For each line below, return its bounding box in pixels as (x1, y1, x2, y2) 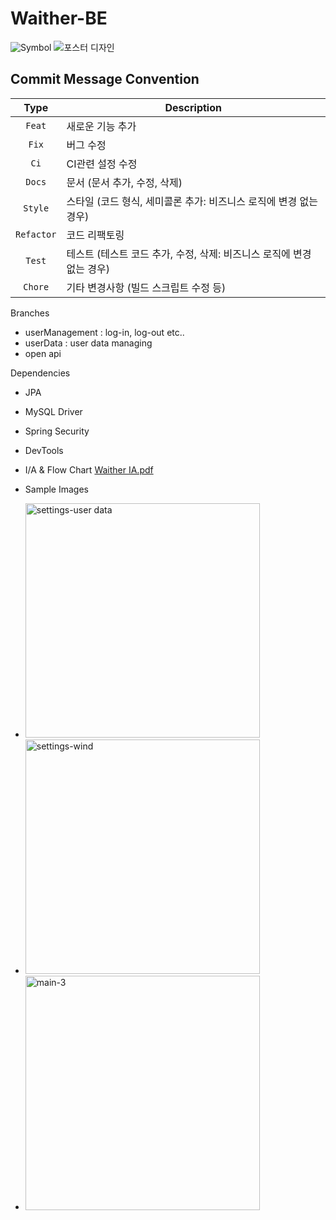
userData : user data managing (24, 337, 153, 349)
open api (24, 347, 62, 359)
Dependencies (10, 367, 71, 379)
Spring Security (24, 425, 90, 437)
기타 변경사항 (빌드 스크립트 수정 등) (66, 280, 227, 294)
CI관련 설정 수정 (66, 157, 138, 171)
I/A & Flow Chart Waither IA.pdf (24, 463, 154, 476)
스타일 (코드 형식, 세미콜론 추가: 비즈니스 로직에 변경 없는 (66, 194, 318, 208)
